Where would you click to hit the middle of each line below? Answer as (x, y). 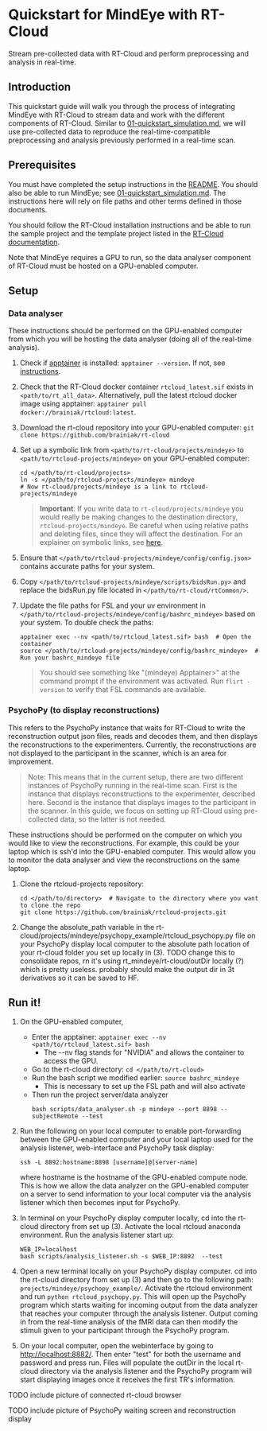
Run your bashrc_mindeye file (70, 658)
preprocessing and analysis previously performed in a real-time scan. (122, 140)
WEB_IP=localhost (48, 1250)
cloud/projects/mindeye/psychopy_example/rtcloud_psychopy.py (126, 935)
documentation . (34, 242)
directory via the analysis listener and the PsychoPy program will (146, 1371)
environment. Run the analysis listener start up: (97, 1235)
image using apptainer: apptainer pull (83, 404)
